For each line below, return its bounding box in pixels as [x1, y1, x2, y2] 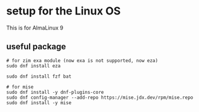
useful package [6, 42, 67, 52]
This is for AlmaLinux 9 [6, 24, 64, 31]
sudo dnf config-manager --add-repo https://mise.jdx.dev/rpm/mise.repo [6, 95, 194, 101]
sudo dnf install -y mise [6, 99, 71, 106]
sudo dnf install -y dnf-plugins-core [6, 89, 104, 95]
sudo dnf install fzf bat [6, 73, 71, 79]
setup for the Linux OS [6, 4, 121, 18]
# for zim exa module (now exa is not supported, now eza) [6, 57, 158, 64]
